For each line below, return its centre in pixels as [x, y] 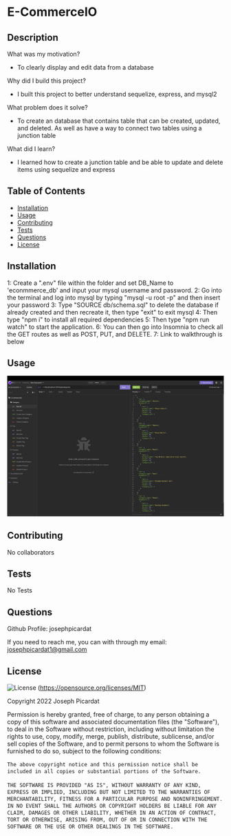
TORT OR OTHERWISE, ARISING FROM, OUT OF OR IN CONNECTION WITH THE [107, 820]
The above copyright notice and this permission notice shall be [102, 765]
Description [33, 38]
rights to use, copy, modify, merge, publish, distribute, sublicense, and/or [111, 737]
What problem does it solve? [47, 107]
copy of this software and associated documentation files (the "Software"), [113, 722]
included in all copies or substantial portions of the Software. [104, 772]
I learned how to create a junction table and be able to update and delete [120, 162]
